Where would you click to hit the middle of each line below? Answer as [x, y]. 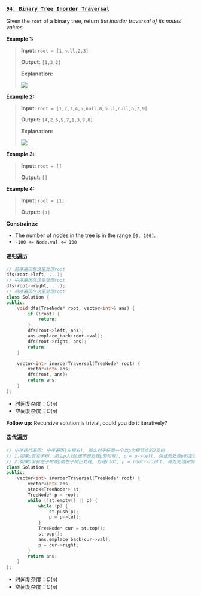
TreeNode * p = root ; [53, 495]
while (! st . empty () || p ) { [63, 500]
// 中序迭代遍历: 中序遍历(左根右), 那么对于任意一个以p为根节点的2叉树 [86, 450]
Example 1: [20, 39]
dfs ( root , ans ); [48, 375]
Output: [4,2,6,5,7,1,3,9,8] [57, 120]
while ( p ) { [53, 506]
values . [15, 28]
